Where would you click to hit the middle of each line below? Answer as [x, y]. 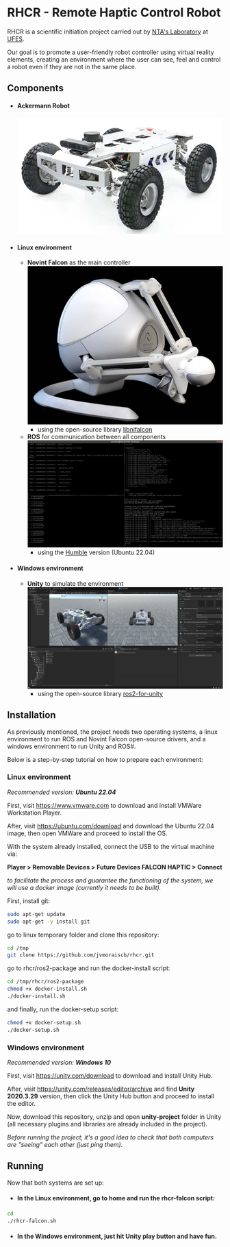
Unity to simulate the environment [75, 583]
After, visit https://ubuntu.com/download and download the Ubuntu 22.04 [111, 826]
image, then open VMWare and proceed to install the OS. [87, 833]
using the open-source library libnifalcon [95, 430]
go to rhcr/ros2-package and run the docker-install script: [89, 968]
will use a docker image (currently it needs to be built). [84, 887]
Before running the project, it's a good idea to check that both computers [111, 1137]
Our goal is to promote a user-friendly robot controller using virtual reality [111, 52]
